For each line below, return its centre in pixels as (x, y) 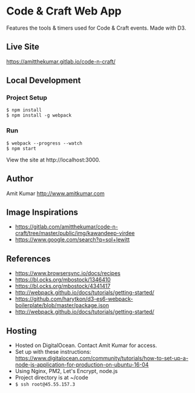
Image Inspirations (42, 212)
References (28, 258)
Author (20, 179)
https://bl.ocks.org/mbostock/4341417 (63, 286)
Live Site (23, 47)
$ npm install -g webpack (39, 115)
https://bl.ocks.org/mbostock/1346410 (63, 280)
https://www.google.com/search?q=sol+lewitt (72, 239)
